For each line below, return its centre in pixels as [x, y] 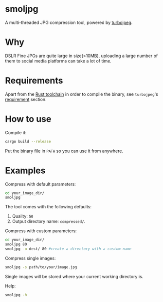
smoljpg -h [16, 295]
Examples [25, 171]
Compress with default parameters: [41, 184]
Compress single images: [30, 258]
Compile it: [16, 132]
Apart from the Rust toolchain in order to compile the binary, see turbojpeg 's [81, 94]
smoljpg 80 [16, 244]
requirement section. [26, 99]
